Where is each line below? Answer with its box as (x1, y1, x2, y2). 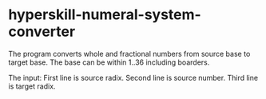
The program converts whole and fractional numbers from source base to (8, 49, 251, 58)
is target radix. (8, 81, 56, 91)
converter (8, 22, 76, 41)
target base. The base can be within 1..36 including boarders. (8, 57, 210, 67)
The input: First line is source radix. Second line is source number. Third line (8, 73, 258, 82)
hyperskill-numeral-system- (8, 6, 201, 24)
